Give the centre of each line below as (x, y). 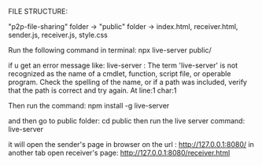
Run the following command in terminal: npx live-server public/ (110, 50)
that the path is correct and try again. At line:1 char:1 (92, 90)
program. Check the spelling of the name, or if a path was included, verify (128, 82)
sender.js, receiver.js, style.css (58, 35)
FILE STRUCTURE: (38, 11)
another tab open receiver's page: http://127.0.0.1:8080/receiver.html (119, 153)
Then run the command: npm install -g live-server (89, 106)
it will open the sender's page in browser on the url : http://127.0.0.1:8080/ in (131, 144)
